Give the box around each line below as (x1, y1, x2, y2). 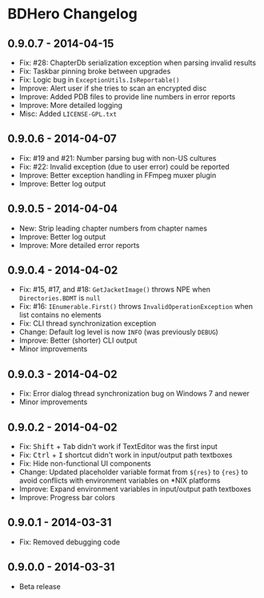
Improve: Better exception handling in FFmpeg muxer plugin (18, 170, 217, 180)
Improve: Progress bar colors (18, 493, 115, 503)
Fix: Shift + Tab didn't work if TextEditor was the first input (18, 442, 218, 452)
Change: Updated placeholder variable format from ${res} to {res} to (18, 468, 249, 477)
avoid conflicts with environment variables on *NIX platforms (18, 476, 221, 485)
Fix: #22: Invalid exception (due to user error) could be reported (18, 162, 230, 171)
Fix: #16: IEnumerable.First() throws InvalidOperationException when (18, 302, 254, 311)
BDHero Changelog (7, 5, 138, 23)
